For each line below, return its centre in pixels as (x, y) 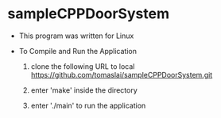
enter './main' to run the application (88, 105)
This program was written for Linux (76, 36)
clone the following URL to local (83, 66)
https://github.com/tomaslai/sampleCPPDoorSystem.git (122, 74)
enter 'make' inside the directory (84, 90)
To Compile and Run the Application (78, 51)
